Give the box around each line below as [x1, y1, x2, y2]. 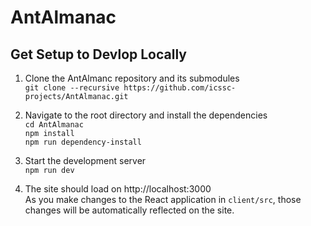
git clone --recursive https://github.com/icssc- [24, 83, 237, 93]
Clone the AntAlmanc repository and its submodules [24, 72, 240, 84]
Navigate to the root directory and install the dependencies [24, 109, 268, 121]
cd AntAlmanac [24, 120, 84, 130]
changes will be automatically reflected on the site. [24, 204, 235, 216]
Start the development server [24, 155, 147, 166]
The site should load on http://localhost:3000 [24, 183, 212, 195]
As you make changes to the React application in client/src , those [24, 194, 302, 205]
